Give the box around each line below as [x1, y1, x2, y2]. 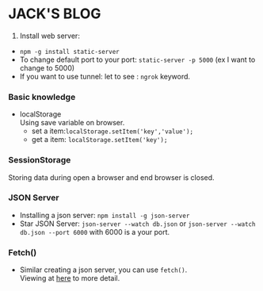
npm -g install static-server [19, 48, 120, 56]
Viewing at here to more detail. [19, 274, 120, 283]
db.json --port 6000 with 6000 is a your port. [19, 227, 170, 236]
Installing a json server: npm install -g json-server [19, 210, 190, 220]
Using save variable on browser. [19, 118, 125, 128]
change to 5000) [19, 63, 75, 72]
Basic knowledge [8, 91, 76, 102]
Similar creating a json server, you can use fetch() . [19, 265, 188, 274]
